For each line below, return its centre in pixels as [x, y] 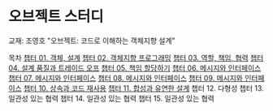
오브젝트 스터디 [56, 17]
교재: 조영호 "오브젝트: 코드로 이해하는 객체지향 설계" [92, 41]
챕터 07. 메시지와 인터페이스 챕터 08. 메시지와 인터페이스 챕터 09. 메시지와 [126, 78]
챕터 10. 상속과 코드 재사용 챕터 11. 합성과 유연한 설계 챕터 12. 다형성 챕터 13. [143, 88]
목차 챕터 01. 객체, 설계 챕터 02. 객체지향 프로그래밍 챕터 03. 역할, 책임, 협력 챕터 [136, 58]
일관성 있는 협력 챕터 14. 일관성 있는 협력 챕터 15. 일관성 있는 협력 [112, 98]
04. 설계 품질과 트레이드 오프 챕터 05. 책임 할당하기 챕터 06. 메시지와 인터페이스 [135, 68]
